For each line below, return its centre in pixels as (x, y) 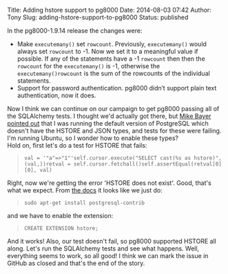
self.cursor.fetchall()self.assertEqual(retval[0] (147, 164)
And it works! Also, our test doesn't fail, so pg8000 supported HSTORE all (112, 241)
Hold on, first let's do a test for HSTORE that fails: (77, 145)
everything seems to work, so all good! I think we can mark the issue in (108, 256)
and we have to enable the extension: (60, 216)
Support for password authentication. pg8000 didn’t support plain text (117, 88)
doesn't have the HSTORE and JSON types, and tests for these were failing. (114, 131)
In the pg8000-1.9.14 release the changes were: (75, 31)
